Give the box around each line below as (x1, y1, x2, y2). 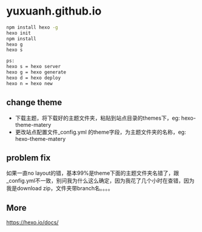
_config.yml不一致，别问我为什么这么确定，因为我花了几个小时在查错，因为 (6, 177, 195, 185)
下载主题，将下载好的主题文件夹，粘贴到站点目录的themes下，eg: (15, 114, 180, 121)
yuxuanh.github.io (6, 4, 102, 18)
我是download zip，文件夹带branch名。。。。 (6, 185, 113, 192)
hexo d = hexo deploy (6, 75, 61, 81)
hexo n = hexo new (6, 80, 53, 86)
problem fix (6, 152, 51, 163)
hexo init (6, 30, 32, 36)
